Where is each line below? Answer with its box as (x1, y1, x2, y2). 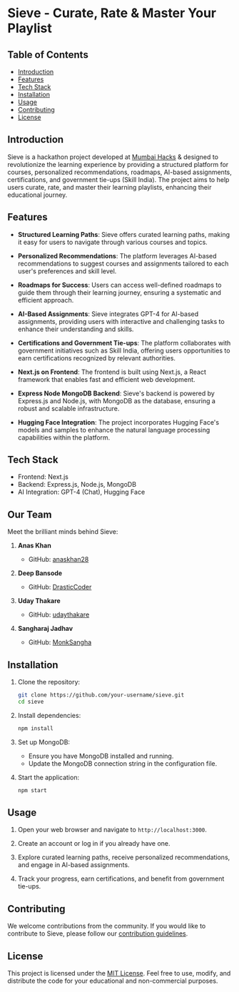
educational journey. (7, 191, 68, 199)
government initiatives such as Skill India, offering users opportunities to (17, 346, 230, 355)
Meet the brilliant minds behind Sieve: (7, 527, 118, 536)
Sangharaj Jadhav (17, 624, 73, 633)
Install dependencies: (17, 711, 81, 719)
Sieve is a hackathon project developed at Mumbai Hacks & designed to (7, 152, 219, 161)
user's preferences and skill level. (17, 266, 117, 275)
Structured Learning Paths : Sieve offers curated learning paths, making (17, 230, 230, 238)
